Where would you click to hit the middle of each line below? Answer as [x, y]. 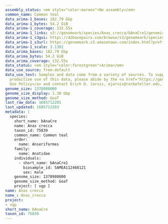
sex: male [33, 172]
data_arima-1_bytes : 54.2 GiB [37, 24]
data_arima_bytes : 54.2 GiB [34, 56]
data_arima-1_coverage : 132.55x [39, 28]
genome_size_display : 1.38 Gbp [38, 93]
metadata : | [17, 112]
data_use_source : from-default [38, 70]
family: [22, 149]
